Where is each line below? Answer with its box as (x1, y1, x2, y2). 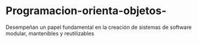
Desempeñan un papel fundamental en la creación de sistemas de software (5, 24, 192, 31)
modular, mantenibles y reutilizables (5, 29, 95, 37)
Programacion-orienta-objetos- (5, 4, 167, 18)
